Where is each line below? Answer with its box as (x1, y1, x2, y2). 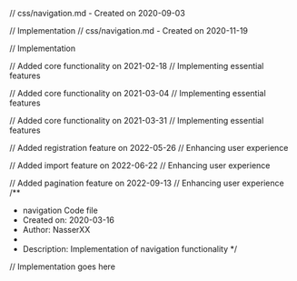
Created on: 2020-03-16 (22, 215, 115, 226)
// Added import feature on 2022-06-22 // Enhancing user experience (9, 160, 271, 171)
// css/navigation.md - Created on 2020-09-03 (9, 8, 186, 18)
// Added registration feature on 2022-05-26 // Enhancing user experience (9, 143, 289, 153)
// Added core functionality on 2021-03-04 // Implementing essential (9, 88, 266, 98)
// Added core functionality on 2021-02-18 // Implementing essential (9, 61, 264, 71)
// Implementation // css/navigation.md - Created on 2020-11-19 (9, 25, 248, 35)
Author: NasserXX (22, 225, 91, 235)
